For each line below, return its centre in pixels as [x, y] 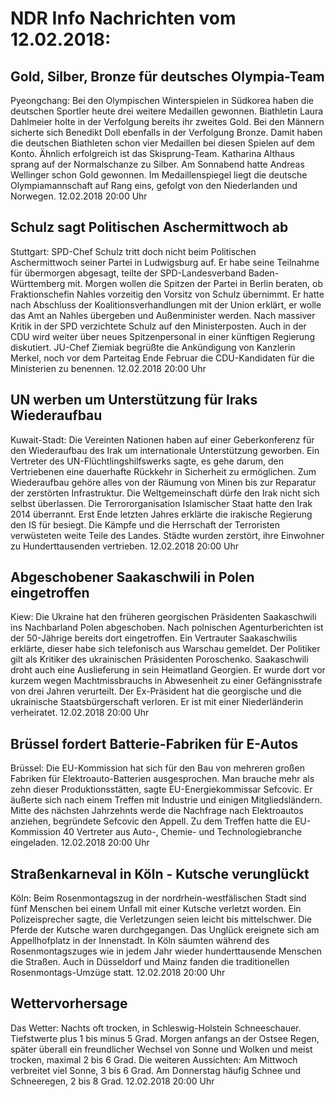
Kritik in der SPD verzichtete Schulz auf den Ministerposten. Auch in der [158, 326]
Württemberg [38, 283]
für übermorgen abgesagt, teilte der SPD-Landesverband [128, 273]
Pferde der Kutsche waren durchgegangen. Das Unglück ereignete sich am [165, 930]
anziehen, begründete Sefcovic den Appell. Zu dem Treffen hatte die [151, 821]
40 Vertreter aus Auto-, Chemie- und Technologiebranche [182, 832]
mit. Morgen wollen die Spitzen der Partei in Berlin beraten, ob [195, 283]
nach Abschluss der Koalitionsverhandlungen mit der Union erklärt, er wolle [166, 304]
